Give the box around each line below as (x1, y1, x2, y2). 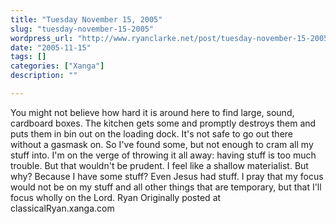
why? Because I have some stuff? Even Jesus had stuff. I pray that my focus (10, 170, 324, 182)
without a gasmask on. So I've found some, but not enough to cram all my (10, 138, 314, 150)
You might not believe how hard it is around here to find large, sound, (10, 106, 295, 118)
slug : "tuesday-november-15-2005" (10, 24, 155, 34)
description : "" (10, 71, 78, 81)
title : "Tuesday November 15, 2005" (10, 14, 163, 25)
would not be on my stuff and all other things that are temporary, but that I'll (10, 181, 322, 193)
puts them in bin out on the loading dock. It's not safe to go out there (10, 127, 294, 140)
